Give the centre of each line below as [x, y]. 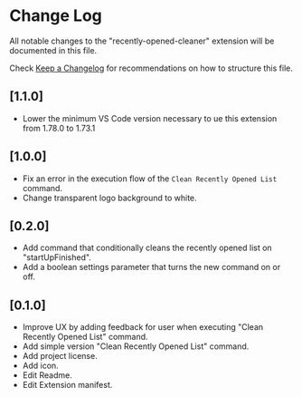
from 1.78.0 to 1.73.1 [59, 128]
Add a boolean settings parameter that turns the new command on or [151, 267]
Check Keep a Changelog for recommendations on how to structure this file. [151, 68]
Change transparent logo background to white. [109, 198]
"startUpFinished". [57, 257]
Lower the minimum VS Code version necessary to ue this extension [150, 118]
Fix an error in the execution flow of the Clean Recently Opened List [150, 179]
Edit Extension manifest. [67, 385]
